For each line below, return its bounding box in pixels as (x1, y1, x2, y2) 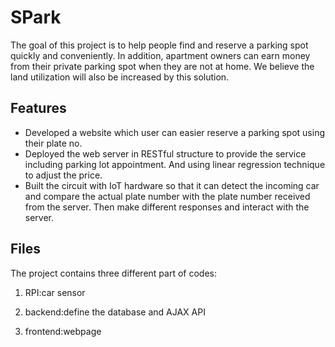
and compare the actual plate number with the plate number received (24, 190, 311, 202)
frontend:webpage (24, 325, 102, 337)
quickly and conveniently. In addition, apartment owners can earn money (10, 49, 311, 61)
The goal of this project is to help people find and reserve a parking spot (10, 39, 309, 51)
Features (10, 100, 67, 117)
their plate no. (24, 137, 83, 149)
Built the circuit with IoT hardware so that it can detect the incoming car (24, 179, 320, 191)
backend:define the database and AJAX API (24, 306, 206, 318)
